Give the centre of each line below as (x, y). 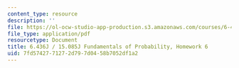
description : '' (31, 21)
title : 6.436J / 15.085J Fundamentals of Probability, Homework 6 (108, 47)
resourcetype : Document (43, 40)
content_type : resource (43, 14)
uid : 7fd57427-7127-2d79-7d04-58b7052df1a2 (73, 54)
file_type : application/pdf (49, 34)
